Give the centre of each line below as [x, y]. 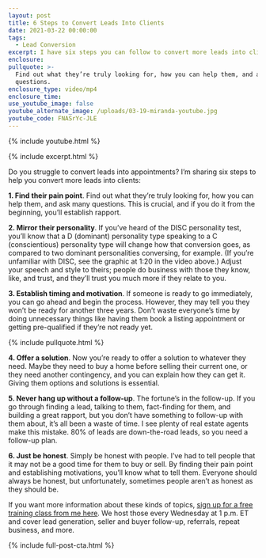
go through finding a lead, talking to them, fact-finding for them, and [120, 406]
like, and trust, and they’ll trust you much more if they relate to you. [118, 278]
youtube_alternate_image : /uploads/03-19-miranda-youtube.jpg [113, 112]
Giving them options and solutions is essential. [84, 383]
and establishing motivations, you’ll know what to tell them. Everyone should [133, 473]
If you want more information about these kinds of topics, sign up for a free [131, 504]
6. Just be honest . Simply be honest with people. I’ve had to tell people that [132, 455]
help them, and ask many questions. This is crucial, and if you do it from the [132, 203]
